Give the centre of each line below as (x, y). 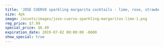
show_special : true (25, 37)
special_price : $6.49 (27, 28)
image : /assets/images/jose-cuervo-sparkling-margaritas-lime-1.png (76, 19)
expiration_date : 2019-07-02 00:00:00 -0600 (51, 32)
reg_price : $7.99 (23, 23)
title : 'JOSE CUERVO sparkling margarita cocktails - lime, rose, (74, 10)
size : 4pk (15, 14)
